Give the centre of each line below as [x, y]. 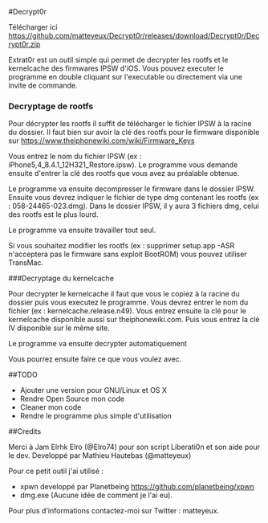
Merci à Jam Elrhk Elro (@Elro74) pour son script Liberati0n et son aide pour [134, 447]
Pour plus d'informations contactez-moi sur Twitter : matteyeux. [114, 511]
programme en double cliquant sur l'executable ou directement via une [126, 77]
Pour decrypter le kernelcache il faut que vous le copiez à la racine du [124, 294]
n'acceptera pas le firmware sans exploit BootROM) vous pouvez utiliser [128, 254]
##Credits [25, 431]
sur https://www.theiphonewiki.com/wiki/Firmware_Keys [102, 141]
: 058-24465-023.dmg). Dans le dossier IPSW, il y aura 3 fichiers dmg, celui [134, 206]
